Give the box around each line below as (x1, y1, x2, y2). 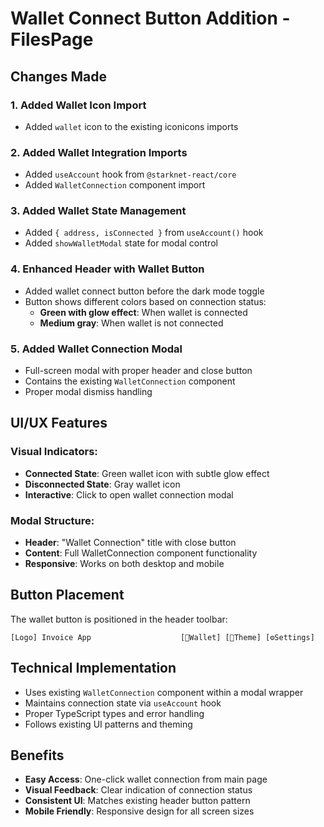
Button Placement (10, 587, 125, 604)
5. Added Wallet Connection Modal (10, 342, 183, 356)
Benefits (10, 747, 65, 764)
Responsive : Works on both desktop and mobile (24, 558, 225, 570)
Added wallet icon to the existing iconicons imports (24, 120, 239, 132)
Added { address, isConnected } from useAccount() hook (24, 227, 264, 239)
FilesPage (10, 28, 94, 51)
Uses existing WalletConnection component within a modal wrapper (24, 686, 304, 698)
